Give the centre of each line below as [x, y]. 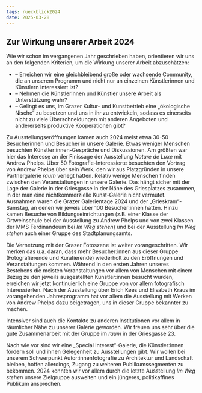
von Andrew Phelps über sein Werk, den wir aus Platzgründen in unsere [95, 169]
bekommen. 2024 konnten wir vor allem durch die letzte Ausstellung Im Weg [101, 371]
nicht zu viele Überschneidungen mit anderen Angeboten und [91, 119]
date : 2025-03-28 [28, 17]
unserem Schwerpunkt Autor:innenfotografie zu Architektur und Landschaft [100, 358]
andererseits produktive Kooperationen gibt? [70, 126]
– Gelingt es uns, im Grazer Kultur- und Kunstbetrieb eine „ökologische [103, 107]
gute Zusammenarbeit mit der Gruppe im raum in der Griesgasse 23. [91, 334]
